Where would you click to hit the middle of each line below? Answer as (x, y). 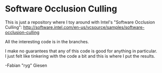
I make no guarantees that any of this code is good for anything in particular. (81, 51)
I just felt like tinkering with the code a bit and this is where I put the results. (80, 56)
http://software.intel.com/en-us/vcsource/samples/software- (84, 27)
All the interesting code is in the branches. (47, 41)
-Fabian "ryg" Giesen (26, 65)
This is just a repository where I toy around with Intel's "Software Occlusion (80, 22)
